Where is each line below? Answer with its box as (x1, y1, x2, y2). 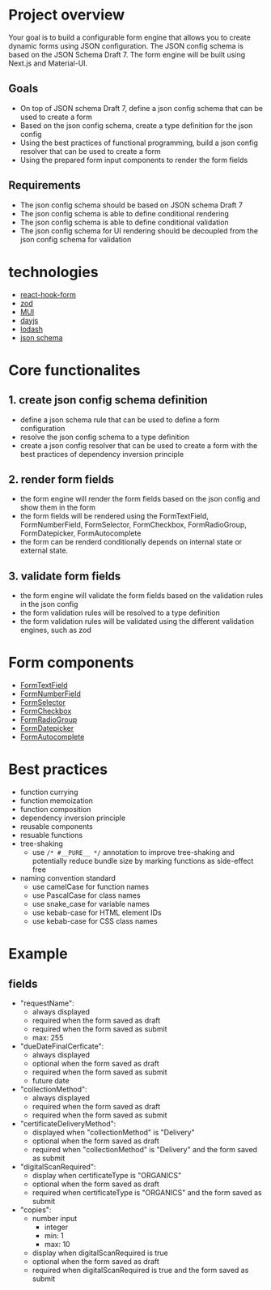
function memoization (19, 796, 93, 805)
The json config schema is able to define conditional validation (19, 217, 229, 227)
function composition (19, 805, 91, 814)
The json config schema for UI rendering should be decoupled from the (19, 225, 259, 236)
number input (32, 1214, 78, 1223)
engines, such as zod (19, 626, 91, 635)
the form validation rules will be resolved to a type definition (19, 608, 221, 617)
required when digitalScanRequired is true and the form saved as (32, 1266, 249, 1275)
